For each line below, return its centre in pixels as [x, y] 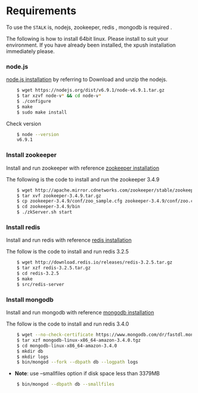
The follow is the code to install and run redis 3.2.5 [67, 252]
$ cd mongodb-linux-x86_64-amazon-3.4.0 [67, 346]
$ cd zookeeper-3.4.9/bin [49, 207]
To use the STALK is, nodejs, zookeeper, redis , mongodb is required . [89, 27]
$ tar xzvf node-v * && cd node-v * [59, 96]
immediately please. [30, 51]
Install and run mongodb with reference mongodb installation [80, 312]
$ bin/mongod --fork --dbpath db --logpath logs [77, 362]
